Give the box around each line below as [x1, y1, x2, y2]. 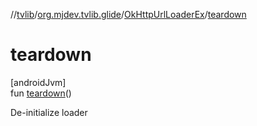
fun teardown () [10, 87, 72, 99]
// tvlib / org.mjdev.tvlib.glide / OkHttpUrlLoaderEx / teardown [10, 9, 247, 20]
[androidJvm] [10, 76, 67, 88]
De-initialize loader [10, 106, 88, 118]
